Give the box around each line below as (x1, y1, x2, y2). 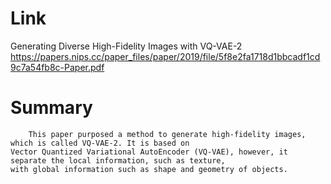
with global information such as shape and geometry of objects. (10, 164, 288, 174)
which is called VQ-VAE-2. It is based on (10, 138, 190, 148)
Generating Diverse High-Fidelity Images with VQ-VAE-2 (10, 40, 243, 52)
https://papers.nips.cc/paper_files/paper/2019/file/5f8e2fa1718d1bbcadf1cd (10, 50, 321, 62)
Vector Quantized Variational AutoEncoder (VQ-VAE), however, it (10, 147, 288, 157)
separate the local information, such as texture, (10, 155, 226, 166)
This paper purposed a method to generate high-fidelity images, (28, 129, 307, 139)
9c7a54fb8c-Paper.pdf (10, 61, 105, 73)
